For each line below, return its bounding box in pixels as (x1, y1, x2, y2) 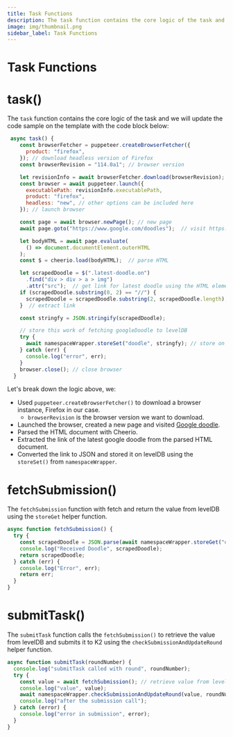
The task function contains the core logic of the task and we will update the (7, 114, 223, 122)
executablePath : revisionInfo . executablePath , (25, 187, 163, 193)
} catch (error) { (13, 704, 67, 711)
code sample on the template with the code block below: (7, 122, 169, 130)
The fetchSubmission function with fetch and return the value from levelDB (7, 505, 220, 514)
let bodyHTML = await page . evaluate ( (19, 237, 129, 244)
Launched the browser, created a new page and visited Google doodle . (17, 420, 221, 429)
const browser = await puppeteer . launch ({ (19, 180, 144, 187)
